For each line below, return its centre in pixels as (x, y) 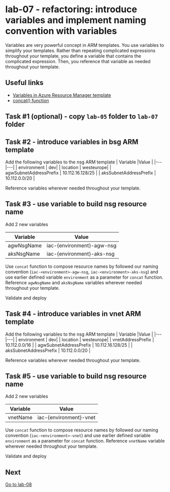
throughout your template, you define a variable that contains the (73, 56)
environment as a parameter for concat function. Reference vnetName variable (85, 441)
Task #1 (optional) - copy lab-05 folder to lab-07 (82, 116)
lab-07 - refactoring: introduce (71, 9)
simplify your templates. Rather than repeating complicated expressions (80, 50)
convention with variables (61, 31)
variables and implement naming (76, 20)
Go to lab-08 (19, 484)
